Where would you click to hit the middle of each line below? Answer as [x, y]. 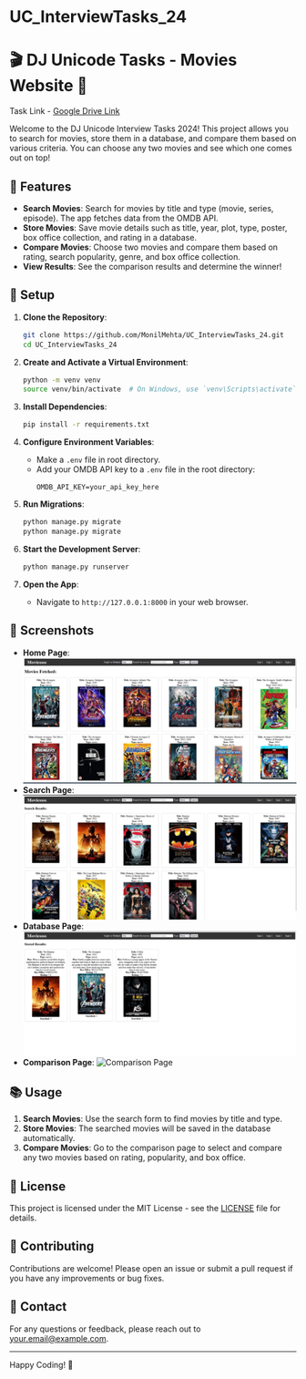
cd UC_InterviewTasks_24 [70, 345]
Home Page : [46, 653]
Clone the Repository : [65, 317]
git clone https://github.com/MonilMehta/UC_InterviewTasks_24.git [153, 334]
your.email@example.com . [59, 1338]
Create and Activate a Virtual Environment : [105, 362]
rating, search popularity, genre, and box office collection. [132, 256]
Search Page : [48, 789]
